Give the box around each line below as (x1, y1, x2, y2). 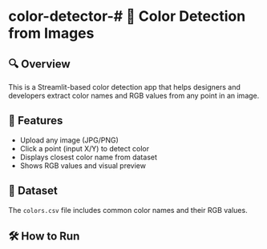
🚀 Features (8, 114, 63, 127)
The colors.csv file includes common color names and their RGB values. (8, 205, 248, 215)
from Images (8, 24, 95, 42)
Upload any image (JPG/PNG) (19, 135, 119, 145)
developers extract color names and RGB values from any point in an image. (8, 91, 260, 100)
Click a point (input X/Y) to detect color (19, 143, 150, 153)
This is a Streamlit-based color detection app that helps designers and (8, 82, 241, 91)
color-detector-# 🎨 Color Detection (8, 7, 246, 26)
